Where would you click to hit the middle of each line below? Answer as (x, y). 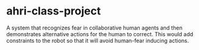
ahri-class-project (54, 11)
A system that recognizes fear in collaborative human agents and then (95, 28)
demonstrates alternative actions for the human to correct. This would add (100, 34)
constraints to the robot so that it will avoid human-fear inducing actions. (98, 40)
